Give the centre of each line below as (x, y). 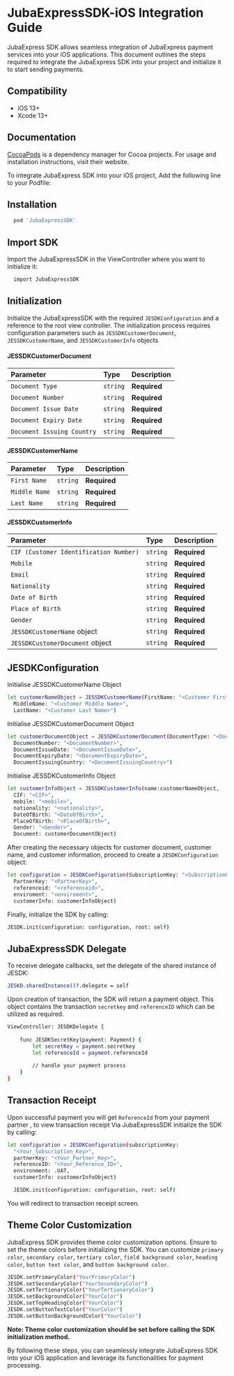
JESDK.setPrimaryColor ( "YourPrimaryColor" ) (71, 1277)
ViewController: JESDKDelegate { (56, 1027)
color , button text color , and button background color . (88, 1264)
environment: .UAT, (42, 1171)
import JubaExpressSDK (46, 280)
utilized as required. (36, 1014)
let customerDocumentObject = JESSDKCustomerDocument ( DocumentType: (109, 737)
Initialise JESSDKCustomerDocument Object (71, 723)
